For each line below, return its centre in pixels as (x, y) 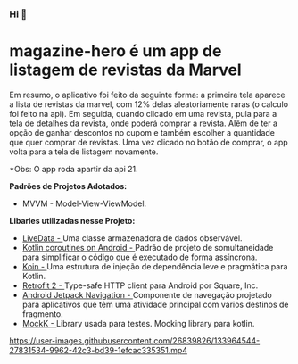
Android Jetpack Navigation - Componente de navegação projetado (147, 294)
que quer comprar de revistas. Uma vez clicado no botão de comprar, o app (149, 142)
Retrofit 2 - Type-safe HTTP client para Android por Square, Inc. (140, 285)
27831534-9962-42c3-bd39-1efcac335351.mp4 (99, 350)
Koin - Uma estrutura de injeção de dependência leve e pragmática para (155, 266)
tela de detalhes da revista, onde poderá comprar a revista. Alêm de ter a (144, 123)
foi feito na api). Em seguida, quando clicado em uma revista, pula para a (143, 113)
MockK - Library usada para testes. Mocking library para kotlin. (138, 323)
